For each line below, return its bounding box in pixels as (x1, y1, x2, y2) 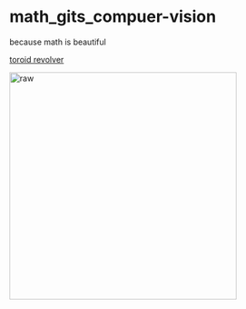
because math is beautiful (9, 36, 106, 47)
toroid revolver (9, 54, 64, 65)
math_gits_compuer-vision (9, 6, 216, 27)
